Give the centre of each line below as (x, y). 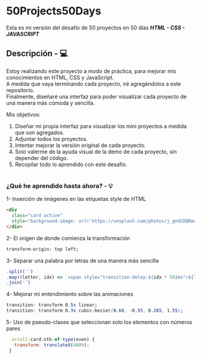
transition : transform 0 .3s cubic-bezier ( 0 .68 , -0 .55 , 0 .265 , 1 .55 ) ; (95, 311)
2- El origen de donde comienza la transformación (68, 238)
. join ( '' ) (19, 283)
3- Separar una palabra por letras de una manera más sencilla (83, 260)
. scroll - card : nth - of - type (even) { (52, 340)
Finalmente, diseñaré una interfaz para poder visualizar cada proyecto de (97, 96)
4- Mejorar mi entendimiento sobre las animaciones (70, 294)
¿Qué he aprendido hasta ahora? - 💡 (60, 186)
